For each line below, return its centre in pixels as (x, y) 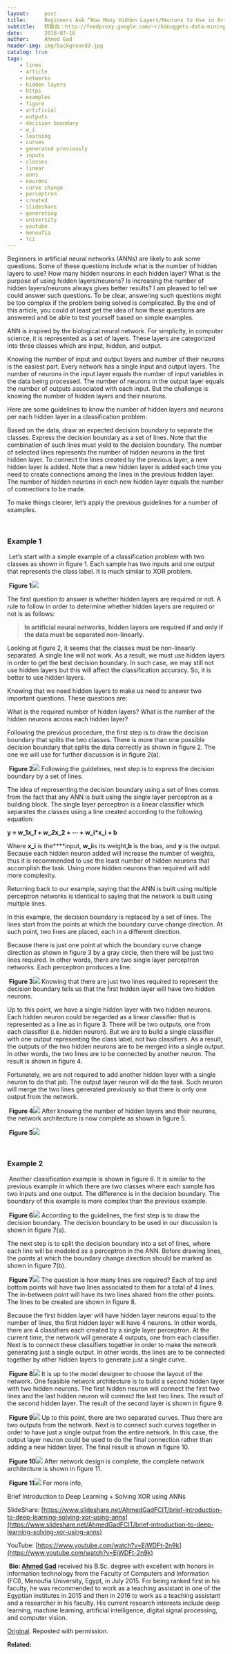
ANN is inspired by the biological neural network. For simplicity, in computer (115, 331)
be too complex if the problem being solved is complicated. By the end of (112, 303)
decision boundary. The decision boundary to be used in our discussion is (112, 1222)
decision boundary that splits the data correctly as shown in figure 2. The (112, 747)
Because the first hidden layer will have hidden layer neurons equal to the (112, 1315)
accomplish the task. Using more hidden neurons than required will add (109, 868)
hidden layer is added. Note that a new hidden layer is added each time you (115, 467)
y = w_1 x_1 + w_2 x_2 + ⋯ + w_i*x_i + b (62, 832)
